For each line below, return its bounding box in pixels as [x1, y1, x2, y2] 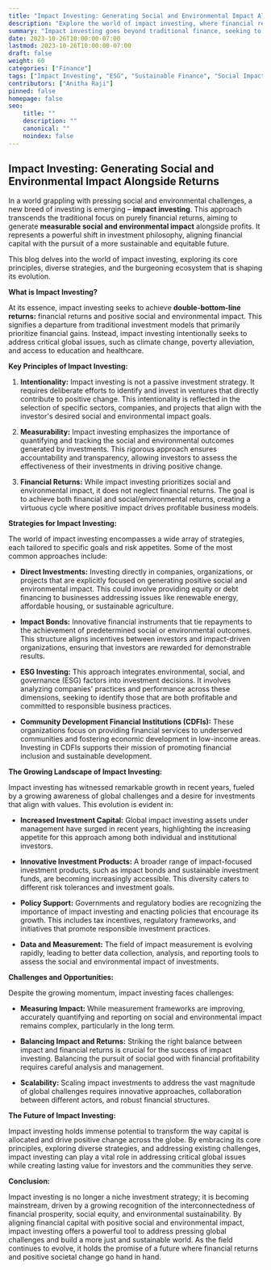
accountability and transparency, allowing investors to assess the [19, 453, 238, 463]
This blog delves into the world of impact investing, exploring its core [8, 254, 238, 264]
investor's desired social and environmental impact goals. [19, 411, 212, 421]
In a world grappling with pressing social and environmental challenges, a [8, 196, 252, 206]
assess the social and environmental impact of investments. [19, 957, 219, 966]
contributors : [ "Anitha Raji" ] [8, 79, 114, 87]
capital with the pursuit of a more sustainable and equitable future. [8, 239, 230, 249]
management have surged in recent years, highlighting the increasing [19, 824, 252, 834]
